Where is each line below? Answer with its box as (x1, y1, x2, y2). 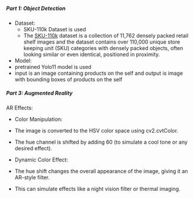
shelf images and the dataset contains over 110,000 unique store (23, 38, 180, 45)
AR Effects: (6, 104, 34, 111)
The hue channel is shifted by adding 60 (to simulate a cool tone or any (14, 138, 188, 146)
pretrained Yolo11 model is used (14, 63, 91, 70)
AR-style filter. (14, 174, 50, 181)
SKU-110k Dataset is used (23, 25, 87, 32)
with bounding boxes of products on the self (14, 75, 123, 82)
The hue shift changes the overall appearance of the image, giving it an (14, 167, 188, 174)
